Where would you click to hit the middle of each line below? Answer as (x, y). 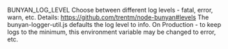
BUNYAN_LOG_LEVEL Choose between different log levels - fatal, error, (110, 10)
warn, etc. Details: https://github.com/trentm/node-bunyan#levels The (108, 17)
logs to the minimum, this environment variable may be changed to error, (112, 32)
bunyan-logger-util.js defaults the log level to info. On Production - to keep (114, 24)
